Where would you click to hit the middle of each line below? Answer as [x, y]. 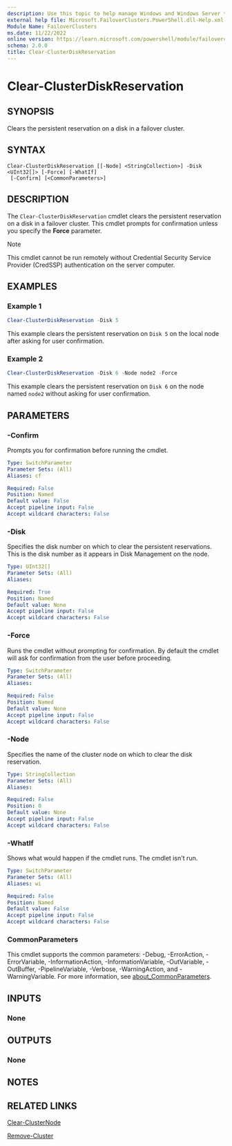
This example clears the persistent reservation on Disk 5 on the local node [113, 334]
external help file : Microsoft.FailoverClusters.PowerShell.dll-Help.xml [116, 20]
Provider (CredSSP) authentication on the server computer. [91, 265]
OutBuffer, [22, 969]
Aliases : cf [24, 476]
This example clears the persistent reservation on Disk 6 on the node [106, 386]
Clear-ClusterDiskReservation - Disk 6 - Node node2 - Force [92, 373]
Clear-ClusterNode [34, 1122]
